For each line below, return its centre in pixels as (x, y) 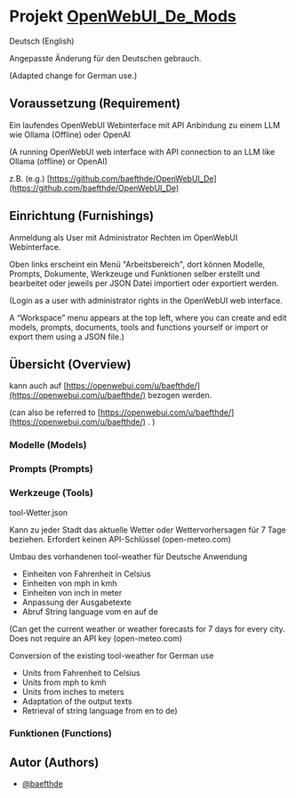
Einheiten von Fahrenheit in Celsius (86, 574)
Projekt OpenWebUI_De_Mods (123, 16)
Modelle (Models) (48, 445)
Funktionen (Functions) (61, 734)
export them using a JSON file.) (67, 337)
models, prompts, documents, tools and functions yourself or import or (139, 327)
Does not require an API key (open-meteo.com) (96, 638)
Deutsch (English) (42, 41)
